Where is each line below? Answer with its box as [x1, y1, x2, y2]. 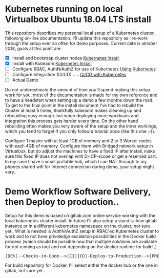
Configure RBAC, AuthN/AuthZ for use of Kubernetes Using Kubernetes [12, 66, 156, 72]
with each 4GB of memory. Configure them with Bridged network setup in [5, 143, 153, 149]
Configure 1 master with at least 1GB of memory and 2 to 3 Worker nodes [5, 138, 152, 144]
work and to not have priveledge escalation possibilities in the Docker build [5, 234, 156, 239]
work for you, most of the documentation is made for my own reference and [5, 92, 158, 98]
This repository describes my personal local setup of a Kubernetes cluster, [5, 30, 155, 36]
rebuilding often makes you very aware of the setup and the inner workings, [5, 123, 158, 129]
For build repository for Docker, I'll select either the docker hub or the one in [5, 262, 158, 268]
